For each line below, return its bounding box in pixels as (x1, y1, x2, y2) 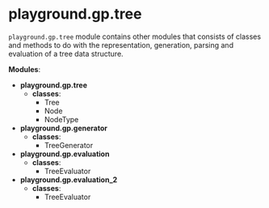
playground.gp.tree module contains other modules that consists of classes (8, 32, 261, 41)
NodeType (44, 114, 79, 124)
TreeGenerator (44, 140, 94, 150)
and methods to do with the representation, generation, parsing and (8, 40, 234, 49)
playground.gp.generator (19, 123, 107, 133)
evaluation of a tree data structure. (8, 49, 124, 58)
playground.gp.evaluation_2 (19, 175, 118, 185)
